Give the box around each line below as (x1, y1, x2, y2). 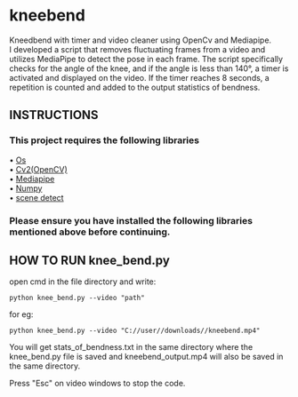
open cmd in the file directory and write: (9, 276, 157, 287)
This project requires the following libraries (9, 134, 200, 147)
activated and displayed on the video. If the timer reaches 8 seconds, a (9, 72, 270, 83)
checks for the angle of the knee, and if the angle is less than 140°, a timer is (9, 63, 289, 74)
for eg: (9, 309, 34, 320)
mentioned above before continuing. (9, 226, 171, 238)
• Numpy (9, 183, 43, 194)
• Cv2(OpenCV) (9, 163, 68, 174)
